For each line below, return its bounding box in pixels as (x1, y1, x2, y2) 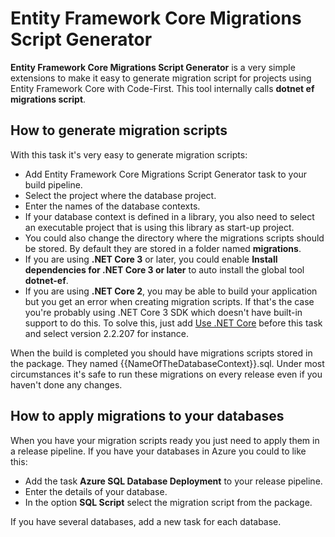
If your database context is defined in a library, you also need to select (24, 210, 315, 222)
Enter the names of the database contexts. (24, 200, 201, 212)
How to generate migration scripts (10, 122, 228, 139)
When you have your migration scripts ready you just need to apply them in (10, 434, 320, 446)
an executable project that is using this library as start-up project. (24, 221, 295, 233)
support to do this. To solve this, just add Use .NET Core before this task (24, 317, 323, 329)
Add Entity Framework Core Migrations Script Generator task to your (24, 168, 308, 180)
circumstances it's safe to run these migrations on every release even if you (10, 368, 323, 380)
